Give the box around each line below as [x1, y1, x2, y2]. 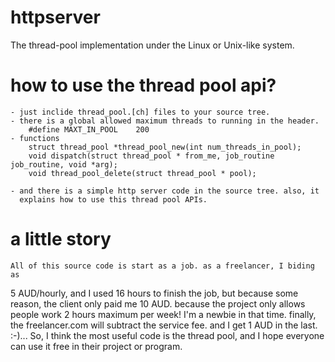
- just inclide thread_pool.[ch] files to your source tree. [10, 107, 271, 117]
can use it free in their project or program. [10, 340, 183, 352]
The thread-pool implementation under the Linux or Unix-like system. [10, 39, 295, 51]
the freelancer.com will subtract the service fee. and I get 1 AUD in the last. [10, 319, 318, 331]
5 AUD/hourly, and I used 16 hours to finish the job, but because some [10, 287, 299, 299]
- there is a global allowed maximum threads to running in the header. [10, 116, 320, 126]
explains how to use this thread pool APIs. [19, 194, 208, 205]
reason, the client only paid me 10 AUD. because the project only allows [10, 297, 306, 310]
